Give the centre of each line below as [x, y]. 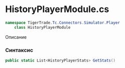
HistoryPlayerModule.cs [57, 9]
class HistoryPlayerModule [42, 27]
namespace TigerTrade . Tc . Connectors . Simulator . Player [63, 23]
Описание [16, 37]
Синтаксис [19, 50]
